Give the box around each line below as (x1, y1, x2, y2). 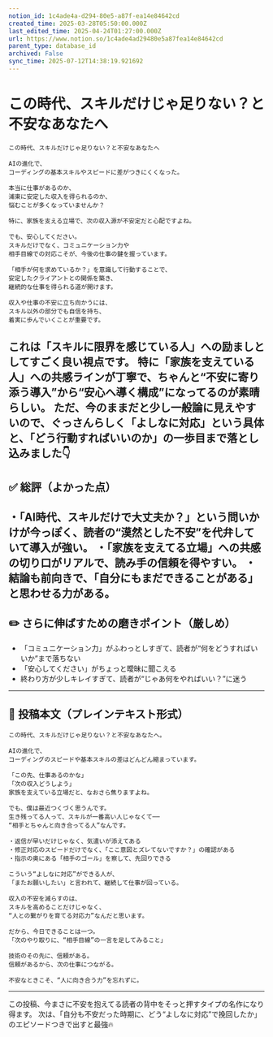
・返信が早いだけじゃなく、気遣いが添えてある (8, 837, 141, 845)
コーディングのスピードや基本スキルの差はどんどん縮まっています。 (8, 755, 201, 763)
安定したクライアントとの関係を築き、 (8, 274, 117, 283)
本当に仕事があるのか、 (8, 184, 76, 192)
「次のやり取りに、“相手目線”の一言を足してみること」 (8, 935, 167, 944)
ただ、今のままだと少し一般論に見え (53, 401, 236, 415)
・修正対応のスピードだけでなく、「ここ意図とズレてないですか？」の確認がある (8, 845, 236, 853)
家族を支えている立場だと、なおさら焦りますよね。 (8, 789, 154, 797)
